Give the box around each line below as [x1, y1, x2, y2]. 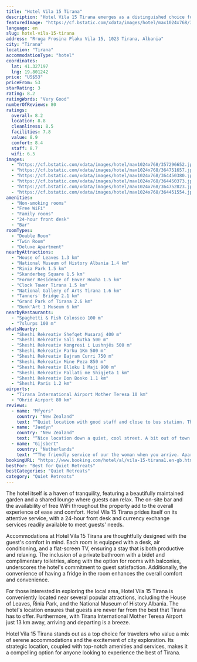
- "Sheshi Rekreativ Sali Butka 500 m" [11, 337, 109, 343]
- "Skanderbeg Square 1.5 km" [11, 271, 85, 277]
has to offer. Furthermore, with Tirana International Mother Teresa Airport [6, 613, 183, 620]
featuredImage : [6, 19, 43, 25]
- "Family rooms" [11, 211, 54, 217]
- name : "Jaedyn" [11, 424, 54, 430]
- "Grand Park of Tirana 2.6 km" [11, 298, 93, 305]
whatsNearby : [6, 326, 38, 332]
